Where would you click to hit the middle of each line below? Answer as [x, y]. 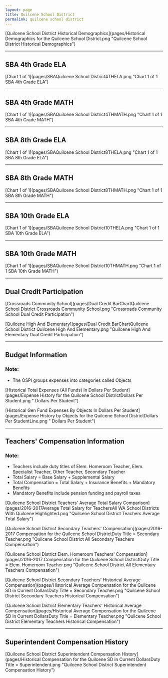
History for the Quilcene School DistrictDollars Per [91, 395]
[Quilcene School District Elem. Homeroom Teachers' [60, 554]
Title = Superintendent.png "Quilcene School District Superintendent [76, 665]
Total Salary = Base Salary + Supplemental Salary [63, 477]
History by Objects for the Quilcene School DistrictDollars [99, 415]
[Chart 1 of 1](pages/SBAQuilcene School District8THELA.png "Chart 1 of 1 [81, 152]
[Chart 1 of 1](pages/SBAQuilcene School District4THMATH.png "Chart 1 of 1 [84, 114]
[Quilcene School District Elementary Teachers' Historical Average [73, 606]
